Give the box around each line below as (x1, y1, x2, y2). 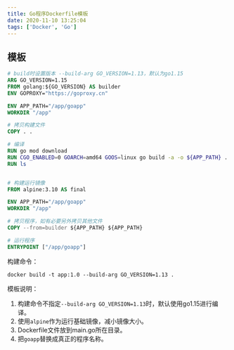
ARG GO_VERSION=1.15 (7, 77, 68, 84)
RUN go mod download (7, 148, 68, 155)
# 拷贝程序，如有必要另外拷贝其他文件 (7, 218, 103, 225)
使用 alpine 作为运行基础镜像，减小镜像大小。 (17, 317, 148, 325)
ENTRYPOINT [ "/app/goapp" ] (7, 243, 86, 250)
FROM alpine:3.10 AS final (7, 186, 86, 193)
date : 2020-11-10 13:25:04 (7, 17, 86, 24)
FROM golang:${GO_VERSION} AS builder (7, 83, 121, 90)
